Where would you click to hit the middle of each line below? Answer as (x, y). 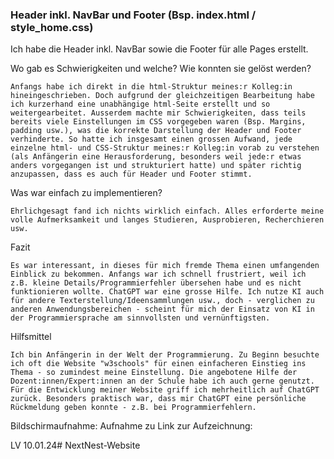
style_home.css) (52, 27)
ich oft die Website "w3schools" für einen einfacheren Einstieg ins (158, 364)
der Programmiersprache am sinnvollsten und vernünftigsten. (140, 318)
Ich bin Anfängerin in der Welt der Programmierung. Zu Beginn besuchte (165, 355)
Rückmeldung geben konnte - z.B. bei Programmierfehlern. (133, 408)
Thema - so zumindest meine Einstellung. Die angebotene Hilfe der (154, 373)
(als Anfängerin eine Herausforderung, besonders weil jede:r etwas (156, 157)
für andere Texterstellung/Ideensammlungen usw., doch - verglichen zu (162, 301)
